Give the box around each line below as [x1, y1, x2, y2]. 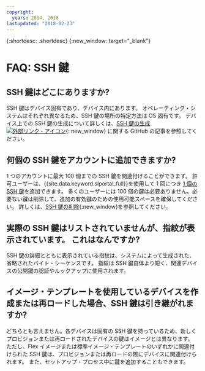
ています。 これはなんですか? [30, 234, 140, 244]
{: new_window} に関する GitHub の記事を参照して [65, 127, 192, 135]
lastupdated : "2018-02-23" [6, 20, 75, 26]
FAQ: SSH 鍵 [6, 61, 69, 74]
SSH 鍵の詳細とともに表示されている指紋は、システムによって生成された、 [6, 252, 195, 259]
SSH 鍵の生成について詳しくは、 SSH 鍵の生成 [34, 120, 151, 127]
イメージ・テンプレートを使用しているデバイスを [6, 287, 191, 297]
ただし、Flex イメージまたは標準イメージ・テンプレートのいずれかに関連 [6, 342, 190, 350]
